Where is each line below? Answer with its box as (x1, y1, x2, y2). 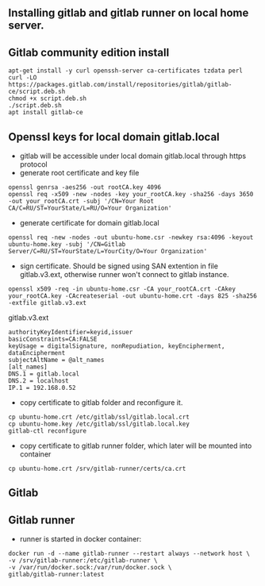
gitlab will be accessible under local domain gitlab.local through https (19, 151, 247, 161)
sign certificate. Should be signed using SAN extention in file (19, 261, 218, 271)
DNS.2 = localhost (8, 377, 69, 385)
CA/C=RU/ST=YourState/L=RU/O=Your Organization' (8, 204, 172, 213)
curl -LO (8, 74, 37, 82)
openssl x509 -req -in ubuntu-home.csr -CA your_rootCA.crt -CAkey (8, 285, 236, 293)
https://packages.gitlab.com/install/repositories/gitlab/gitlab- (8, 81, 232, 89)
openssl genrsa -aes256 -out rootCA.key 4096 (8, 183, 161, 191)
